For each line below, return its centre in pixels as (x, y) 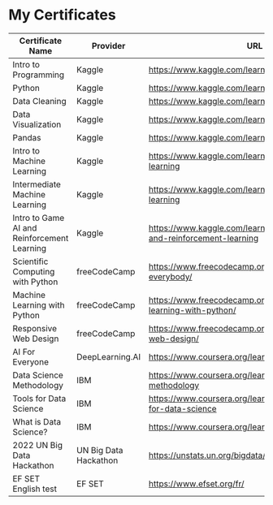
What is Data (37, 421)
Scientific (30, 261)
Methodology (38, 385)
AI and (25, 227)
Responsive (35, 328)
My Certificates (62, 15)
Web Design (36, 339)
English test (35, 489)
